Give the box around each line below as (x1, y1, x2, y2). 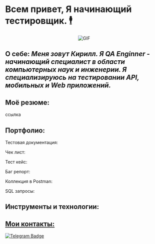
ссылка (5, 111, 21, 117)
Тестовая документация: (5, 139, 58, 145)
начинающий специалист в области (5, 58, 125, 66)
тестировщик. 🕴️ (5, 15, 72, 27)
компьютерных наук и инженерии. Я (5, 65, 127, 74)
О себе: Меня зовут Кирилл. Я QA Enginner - (5, 50, 150, 58)
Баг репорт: (5, 168, 30, 174)
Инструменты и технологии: (5, 202, 99, 211)
